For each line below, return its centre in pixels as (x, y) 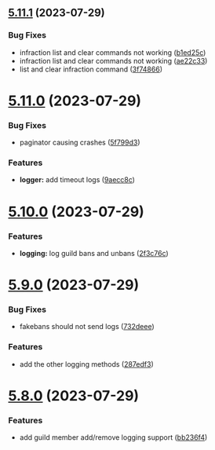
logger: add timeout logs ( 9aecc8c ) (77, 180)
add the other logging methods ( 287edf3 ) (87, 364)
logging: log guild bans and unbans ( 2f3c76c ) (94, 253)
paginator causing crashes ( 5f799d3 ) (80, 143)
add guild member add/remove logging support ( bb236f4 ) (113, 437)
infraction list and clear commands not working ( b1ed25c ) (113, 52)
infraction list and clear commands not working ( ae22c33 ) (113, 60)
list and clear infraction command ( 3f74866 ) (91, 69)
